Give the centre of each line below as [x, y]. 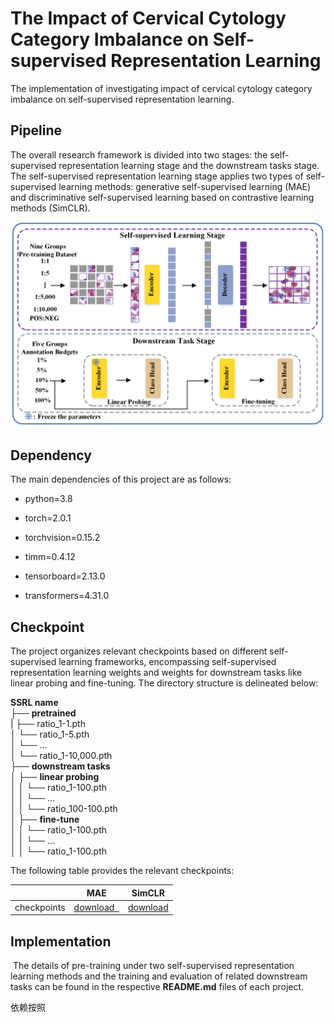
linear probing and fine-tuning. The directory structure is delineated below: [164, 683]
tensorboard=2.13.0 [65, 576]
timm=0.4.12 [50, 557]
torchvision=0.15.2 [62, 538]
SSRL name [34, 703]
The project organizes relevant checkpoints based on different [139, 651]
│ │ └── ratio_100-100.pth [64, 809]
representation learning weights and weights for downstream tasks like [156, 673]
